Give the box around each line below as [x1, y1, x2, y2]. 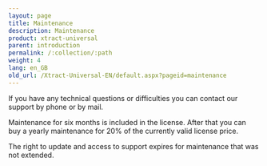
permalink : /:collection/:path [8, 49, 113, 57]
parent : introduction [8, 42, 81, 50]
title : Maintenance [8, 19, 74, 27]
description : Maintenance [8, 26, 94, 34]
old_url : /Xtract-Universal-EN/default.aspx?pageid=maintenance [8, 71, 227, 79]
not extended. [8, 150, 54, 160]
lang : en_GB [8, 64, 48, 72]
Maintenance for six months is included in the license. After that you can [8, 117, 246, 127]
